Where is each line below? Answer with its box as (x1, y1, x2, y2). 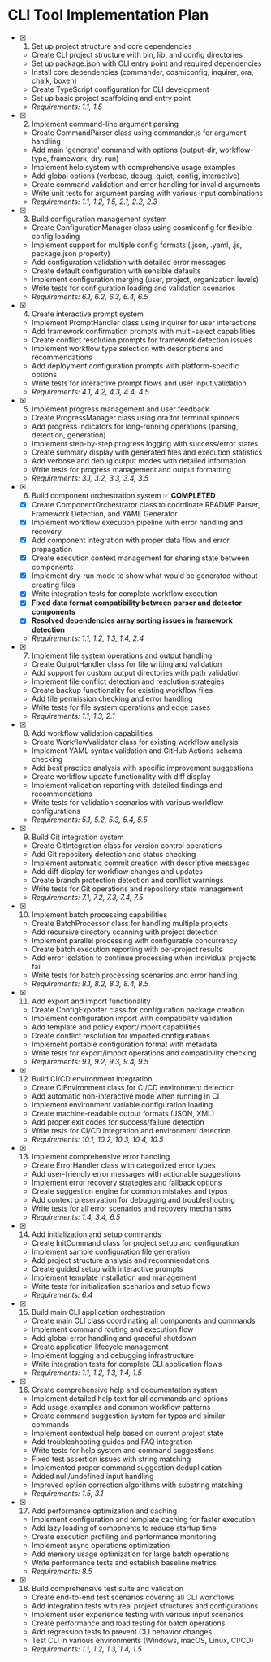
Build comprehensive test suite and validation (31, 1584, 184, 1594)
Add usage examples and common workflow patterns (31, 1403, 211, 1412)
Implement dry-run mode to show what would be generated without (31, 571, 258, 581)
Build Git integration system (31, 832, 124, 842)
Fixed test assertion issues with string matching (31, 1454, 191, 1464)
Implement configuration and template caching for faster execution (31, 1515, 256, 1525)
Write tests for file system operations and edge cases (31, 703, 211, 712)
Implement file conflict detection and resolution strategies (31, 677, 225, 686)
